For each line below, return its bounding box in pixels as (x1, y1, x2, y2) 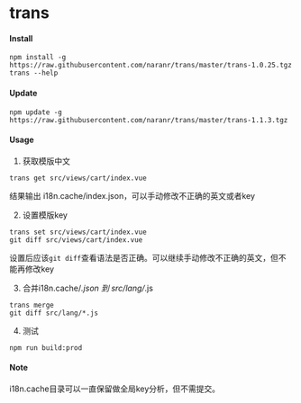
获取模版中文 (22, 156, 70, 166)
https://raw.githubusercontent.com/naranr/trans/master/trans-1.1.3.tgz (9, 115, 288, 124)
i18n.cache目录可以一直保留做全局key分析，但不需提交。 (9, 383, 221, 394)
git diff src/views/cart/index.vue (9, 235, 143, 245)
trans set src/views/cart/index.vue (9, 228, 147, 237)
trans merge (9, 300, 54, 309)
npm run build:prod (9, 343, 83, 353)
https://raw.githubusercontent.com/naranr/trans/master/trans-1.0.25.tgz (9, 61, 293, 70)
